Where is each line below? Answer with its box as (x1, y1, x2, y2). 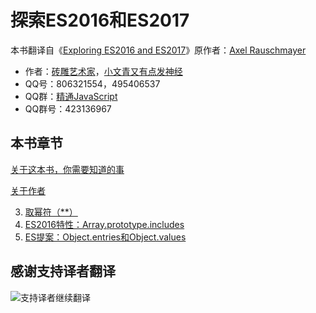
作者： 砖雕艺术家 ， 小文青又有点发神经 (24, 65, 183, 77)
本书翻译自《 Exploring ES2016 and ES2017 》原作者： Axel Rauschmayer (10, 44, 307, 56)
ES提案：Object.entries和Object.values (24, 231, 187, 243)
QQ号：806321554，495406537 (24, 77, 161, 90)
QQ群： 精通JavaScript (24, 90, 118, 102)
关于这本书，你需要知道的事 (10, 163, 125, 175)
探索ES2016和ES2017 (10, 9, 190, 32)
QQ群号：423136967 (24, 102, 112, 115)
